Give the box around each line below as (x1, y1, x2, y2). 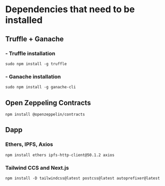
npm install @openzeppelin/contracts (5, 112, 85, 117)
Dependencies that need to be (5, 4, 135, 15)
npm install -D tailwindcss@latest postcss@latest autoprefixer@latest (5, 175, 160, 181)
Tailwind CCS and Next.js (5, 164, 70, 171)
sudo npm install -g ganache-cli (5, 85, 76, 90)
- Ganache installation (5, 73, 61, 80)
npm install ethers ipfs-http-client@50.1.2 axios (5, 152, 115, 158)
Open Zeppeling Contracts (5, 98, 91, 107)
